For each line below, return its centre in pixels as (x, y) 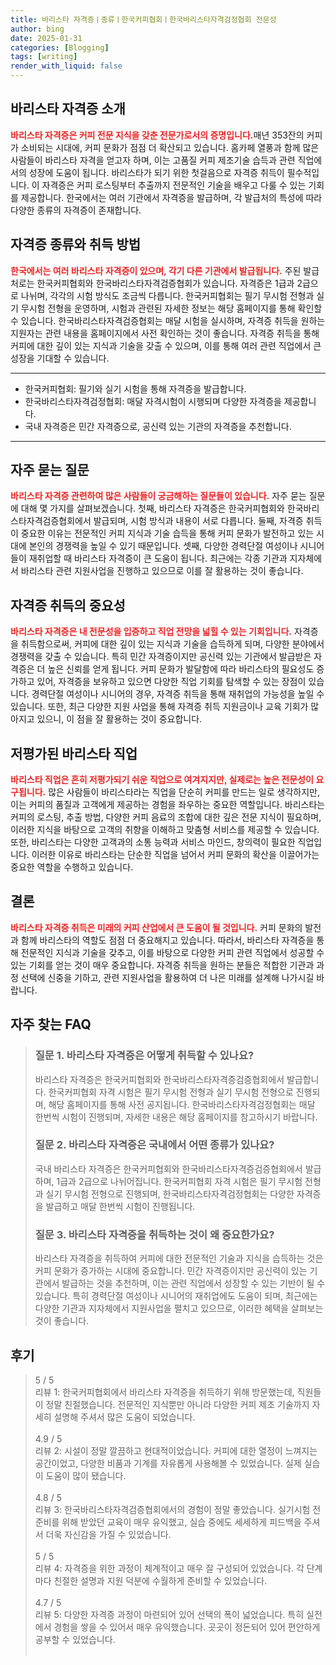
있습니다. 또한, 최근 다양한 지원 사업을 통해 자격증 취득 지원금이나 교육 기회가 (159, 707)
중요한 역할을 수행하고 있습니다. (72, 867)
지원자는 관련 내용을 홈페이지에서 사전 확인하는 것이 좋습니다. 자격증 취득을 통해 (165, 333)
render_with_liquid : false (66, 66)
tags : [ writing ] (44, 57)
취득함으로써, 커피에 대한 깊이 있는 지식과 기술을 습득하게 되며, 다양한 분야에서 (172, 644)
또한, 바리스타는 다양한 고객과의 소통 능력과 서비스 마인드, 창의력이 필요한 (153, 842)
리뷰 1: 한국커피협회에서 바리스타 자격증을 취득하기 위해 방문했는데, (164, 1392)
